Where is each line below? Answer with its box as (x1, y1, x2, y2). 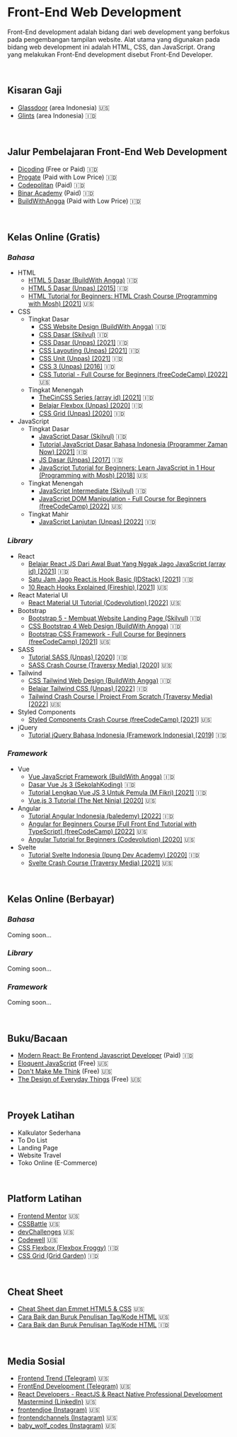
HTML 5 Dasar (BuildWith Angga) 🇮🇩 (28, 276, 138, 285)
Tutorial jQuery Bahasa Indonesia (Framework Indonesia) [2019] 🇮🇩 (28, 731, 227, 739)
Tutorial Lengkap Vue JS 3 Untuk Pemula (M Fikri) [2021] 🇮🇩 (28, 788, 207, 796)
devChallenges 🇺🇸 (17, 1227, 74, 1236)
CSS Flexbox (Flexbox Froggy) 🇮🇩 (17, 1243, 119, 1252)
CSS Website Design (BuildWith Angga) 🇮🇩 (38, 323, 167, 331)
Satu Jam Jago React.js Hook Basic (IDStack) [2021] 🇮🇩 (28, 575, 194, 583)
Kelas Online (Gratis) (7, 231, 100, 243)
